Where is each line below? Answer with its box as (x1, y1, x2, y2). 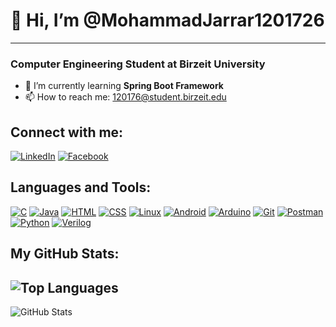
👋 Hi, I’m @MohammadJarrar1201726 (10, 9, 325, 32)
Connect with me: (10, 124, 124, 141)
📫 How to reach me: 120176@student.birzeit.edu (24, 91, 227, 103)
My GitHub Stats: (10, 245, 120, 263)
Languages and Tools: (10, 179, 152, 196)
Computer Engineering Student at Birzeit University (10, 57, 266, 71)
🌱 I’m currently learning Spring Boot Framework (24, 80, 224, 92)
